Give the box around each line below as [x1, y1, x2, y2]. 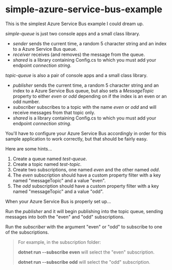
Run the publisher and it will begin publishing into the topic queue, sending [5, 208, 163, 214]
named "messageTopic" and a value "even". [12, 177, 106, 183]
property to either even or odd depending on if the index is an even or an [12, 93, 167, 99]
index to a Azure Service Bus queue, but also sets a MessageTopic [12, 87, 154, 93]
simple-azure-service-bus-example [5, 4, 163, 15]
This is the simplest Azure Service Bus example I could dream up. [5, 21, 144, 27]
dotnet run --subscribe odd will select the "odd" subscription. [17, 259, 150, 265]
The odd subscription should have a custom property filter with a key [12, 183, 159, 189]
